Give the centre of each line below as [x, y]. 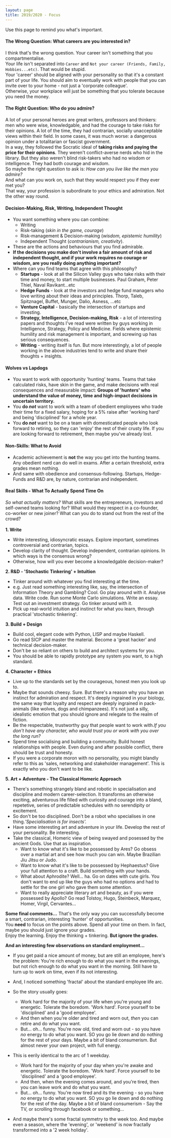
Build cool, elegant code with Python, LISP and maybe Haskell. [79, 634]
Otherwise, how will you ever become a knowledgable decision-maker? [88, 561]
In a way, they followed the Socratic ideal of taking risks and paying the [81, 147]
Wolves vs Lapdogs [27, 368]
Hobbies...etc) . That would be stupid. [46, 69]
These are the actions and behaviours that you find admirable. [78, 247]
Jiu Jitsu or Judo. [39, 860]
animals [21, 708]
